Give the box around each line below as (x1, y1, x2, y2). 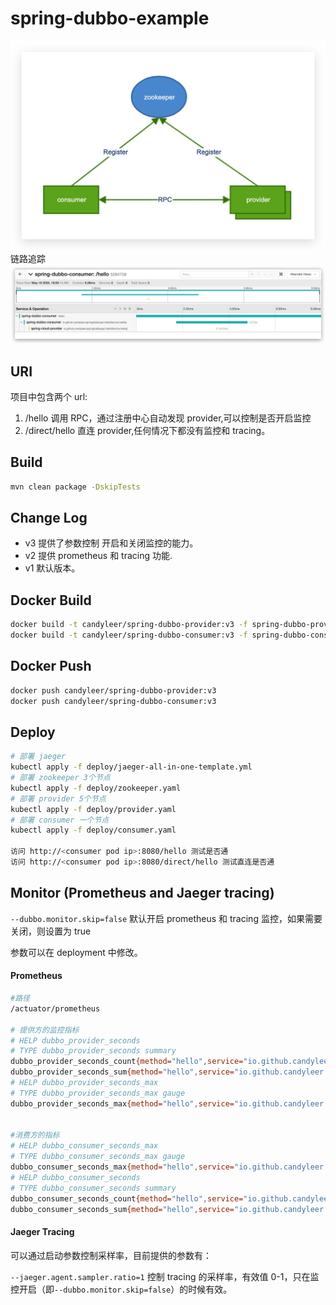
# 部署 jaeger (10, 752, 67, 762)
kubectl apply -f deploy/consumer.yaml (10, 825, 177, 836)
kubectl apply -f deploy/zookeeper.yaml (10, 783, 182, 793)
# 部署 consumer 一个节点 (10, 815, 110, 825)
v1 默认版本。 (24, 562, 81, 574)
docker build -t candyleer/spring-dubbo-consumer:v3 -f (10, 630, 248, 641)
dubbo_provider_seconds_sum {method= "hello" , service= (10, 1067, 235, 1077)
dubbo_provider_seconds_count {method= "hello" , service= (10, 1057, 244, 1067)
